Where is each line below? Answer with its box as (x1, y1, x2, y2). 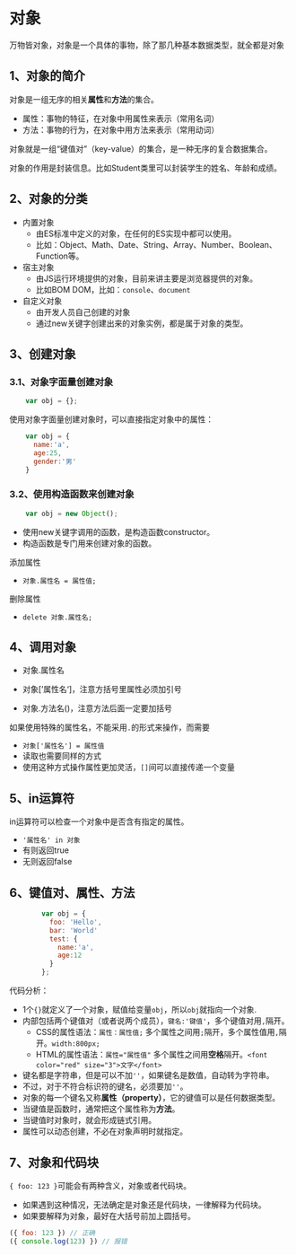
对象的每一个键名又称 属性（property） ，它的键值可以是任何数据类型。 (22, 1093, 281, 1103)
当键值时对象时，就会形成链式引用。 (22, 1115, 157, 1126)
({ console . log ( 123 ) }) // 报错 (9, 1236, 127, 1246)
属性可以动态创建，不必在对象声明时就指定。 (22, 1126, 188, 1137)
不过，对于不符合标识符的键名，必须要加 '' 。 (22, 1081, 188, 1092)
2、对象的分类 (9, 191, 88, 206)
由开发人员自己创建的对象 (35, 306, 131, 317)
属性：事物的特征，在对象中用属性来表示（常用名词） (22, 113, 220, 124)
